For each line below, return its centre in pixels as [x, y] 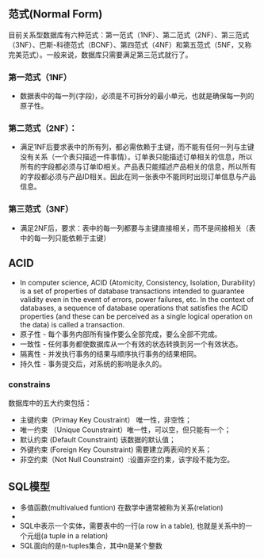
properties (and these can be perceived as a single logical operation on [136, 316]
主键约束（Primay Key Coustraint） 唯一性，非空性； [105, 419]
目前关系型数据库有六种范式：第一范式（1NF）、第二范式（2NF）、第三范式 [129, 35]
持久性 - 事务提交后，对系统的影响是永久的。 [93, 364]
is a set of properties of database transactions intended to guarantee [132, 291]
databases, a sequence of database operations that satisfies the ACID [134, 308]
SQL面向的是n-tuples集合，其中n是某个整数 [91, 545]
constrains [29, 384]
